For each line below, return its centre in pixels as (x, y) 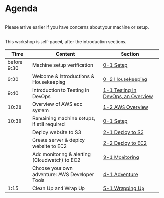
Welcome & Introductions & (63, 76)
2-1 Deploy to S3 (123, 132)
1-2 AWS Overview (126, 107)
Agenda (21, 9)
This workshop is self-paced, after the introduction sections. (66, 41)
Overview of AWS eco (57, 104)
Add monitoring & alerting (61, 154)
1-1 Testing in (120, 90)
